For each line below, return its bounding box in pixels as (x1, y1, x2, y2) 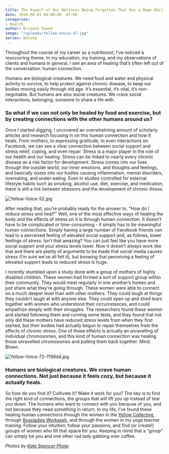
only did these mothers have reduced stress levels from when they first (5, 317, 153, 323)
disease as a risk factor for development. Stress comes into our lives (5, 159, 147, 165)
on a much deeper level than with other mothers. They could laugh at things (5, 291, 162, 297)
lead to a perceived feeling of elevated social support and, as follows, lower (5, 233, 162, 239)
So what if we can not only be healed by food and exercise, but (5, 109, 161, 116)
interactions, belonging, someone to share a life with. (5, 96, 115, 102)
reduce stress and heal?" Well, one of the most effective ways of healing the (5, 211, 163, 217)
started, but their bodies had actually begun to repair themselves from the (5, 322, 158, 328)
